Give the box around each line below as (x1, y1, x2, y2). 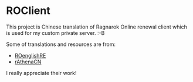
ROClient (6, 4, 51, 17)
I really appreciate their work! (6, 69, 77, 76)
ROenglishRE (14, 52, 46, 59)
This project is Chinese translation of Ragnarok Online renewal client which (6, 23, 188, 30)
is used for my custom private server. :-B (6, 29, 105, 36)
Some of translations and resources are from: (6, 41, 116, 48)
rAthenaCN (14, 58, 42, 65)
